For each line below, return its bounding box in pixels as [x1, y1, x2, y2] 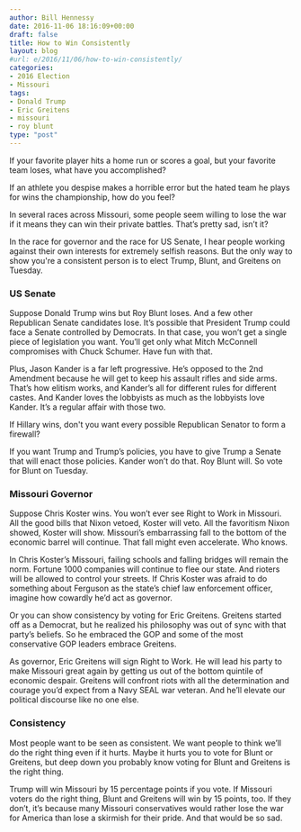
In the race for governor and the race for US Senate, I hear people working [9, 236, 286, 247]
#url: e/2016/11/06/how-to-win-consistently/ [9, 55, 182, 64]
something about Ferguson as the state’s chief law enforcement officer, [9, 583, 273, 594]
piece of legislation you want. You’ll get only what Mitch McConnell [9, 337, 258, 348]
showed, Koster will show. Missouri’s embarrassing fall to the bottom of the [9, 528, 288, 538]
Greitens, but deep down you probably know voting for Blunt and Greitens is [9, 756, 290, 767]
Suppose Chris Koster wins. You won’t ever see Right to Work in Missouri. [9, 508, 282, 519]
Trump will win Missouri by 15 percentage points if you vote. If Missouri [9, 783, 272, 794]
